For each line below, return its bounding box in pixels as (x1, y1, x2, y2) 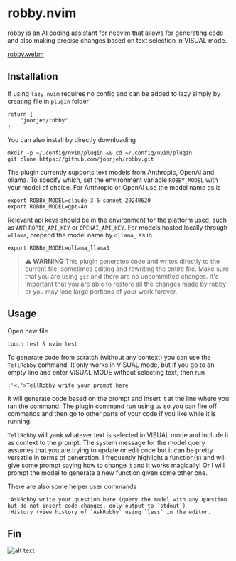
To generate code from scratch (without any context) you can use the (7, 353, 211, 361)
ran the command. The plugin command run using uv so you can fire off (7, 402, 218, 410)
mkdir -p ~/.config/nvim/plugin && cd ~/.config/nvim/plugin (7, 149, 193, 156)
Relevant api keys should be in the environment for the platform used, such (7, 215, 227, 224)
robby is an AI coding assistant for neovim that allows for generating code (7, 28, 224, 37)
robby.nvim (7, 5, 77, 21)
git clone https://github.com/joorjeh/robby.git (7, 155, 154, 163)
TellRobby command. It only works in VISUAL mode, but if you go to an (7, 360, 215, 369)
